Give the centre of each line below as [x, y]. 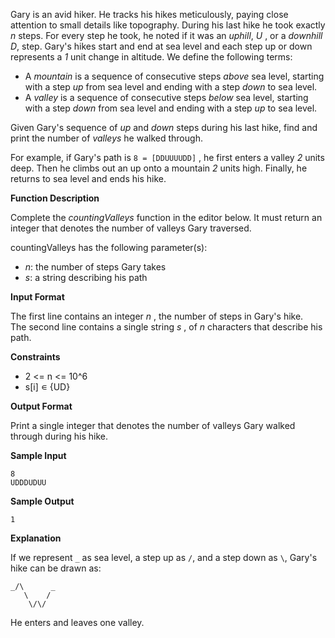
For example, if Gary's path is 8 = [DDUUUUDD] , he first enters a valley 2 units [167, 157]
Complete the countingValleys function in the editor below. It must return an [166, 217]
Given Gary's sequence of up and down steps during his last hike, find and [164, 127]
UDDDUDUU [28, 483]
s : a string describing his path [86, 277]
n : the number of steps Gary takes [95, 267]
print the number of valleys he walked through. [106, 138]
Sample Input [38, 455]
